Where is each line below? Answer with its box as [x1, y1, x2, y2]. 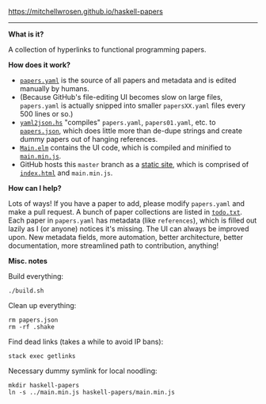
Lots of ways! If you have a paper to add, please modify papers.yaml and [8, 199, 245, 208]
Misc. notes [8, 257, 47, 265]
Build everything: [8, 272, 64, 280]
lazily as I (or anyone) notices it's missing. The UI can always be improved [8, 224, 249, 233]
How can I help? [8, 184, 62, 192]
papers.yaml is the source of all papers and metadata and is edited [19, 75, 237, 85]
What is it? [8, 29, 44, 39]
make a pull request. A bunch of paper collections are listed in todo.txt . [8, 208, 243, 216]
